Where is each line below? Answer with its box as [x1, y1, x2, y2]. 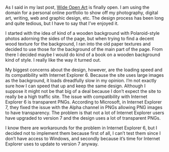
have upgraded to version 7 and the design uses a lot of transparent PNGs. [5, 115, 161, 121]
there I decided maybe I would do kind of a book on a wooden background [5, 52, 160, 58]
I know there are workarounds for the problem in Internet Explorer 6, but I [5, 125, 157, 131]
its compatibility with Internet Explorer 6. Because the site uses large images [5, 72, 164, 78]
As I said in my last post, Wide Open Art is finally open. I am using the [5, 5, 150, 10]
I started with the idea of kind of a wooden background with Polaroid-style [5, 30, 160, 36]
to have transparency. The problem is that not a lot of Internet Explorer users [5, 110, 164, 116]
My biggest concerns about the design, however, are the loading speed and [5, 67, 163, 73]
